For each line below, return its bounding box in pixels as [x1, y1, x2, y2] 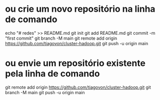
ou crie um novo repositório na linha [5, 3, 156, 15]
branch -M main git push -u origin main [5, 89, 85, 95]
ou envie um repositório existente [5, 58, 146, 69]
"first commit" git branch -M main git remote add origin [5, 35, 118, 41]
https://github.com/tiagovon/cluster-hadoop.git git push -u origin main [5, 40, 148, 46]
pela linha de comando [5, 68, 100, 79]
